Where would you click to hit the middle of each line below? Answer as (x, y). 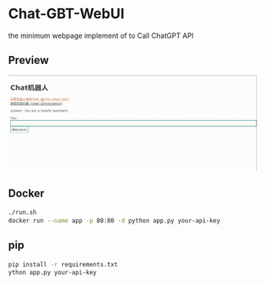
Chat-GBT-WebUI (66, 14)
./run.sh (22, 212)
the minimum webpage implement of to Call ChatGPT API (101, 35)
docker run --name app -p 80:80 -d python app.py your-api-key (114, 220)
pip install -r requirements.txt (63, 264)
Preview (29, 60)
